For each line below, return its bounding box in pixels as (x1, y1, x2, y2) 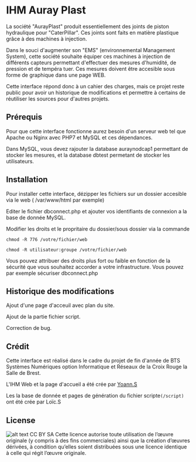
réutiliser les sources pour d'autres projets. (6, 95, 110, 102)
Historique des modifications (6, 286, 115, 296)
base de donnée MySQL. (6, 214, 66, 221)
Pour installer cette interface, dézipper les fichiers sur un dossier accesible (6, 190, 187, 197)
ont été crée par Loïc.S (6, 398, 61, 405)
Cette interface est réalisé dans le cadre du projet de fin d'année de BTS (6, 357, 180, 364)
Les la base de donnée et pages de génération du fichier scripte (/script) (6, 392, 184, 399)
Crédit (6, 342, 29, 351)
